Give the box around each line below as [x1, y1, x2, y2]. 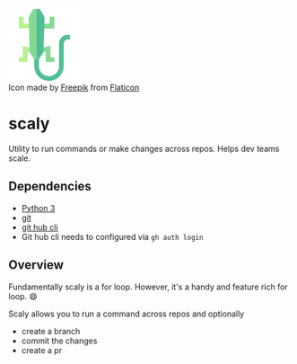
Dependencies [8, 179, 92, 194]
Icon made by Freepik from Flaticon [8, 82, 140, 93]
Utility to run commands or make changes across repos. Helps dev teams [8, 143, 280, 154]
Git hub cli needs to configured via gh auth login [21, 231, 204, 242]
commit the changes [21, 335, 98, 346]
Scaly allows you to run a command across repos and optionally [8, 308, 245, 319]
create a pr [21, 344, 63, 355]
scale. [8, 153, 31, 164]
